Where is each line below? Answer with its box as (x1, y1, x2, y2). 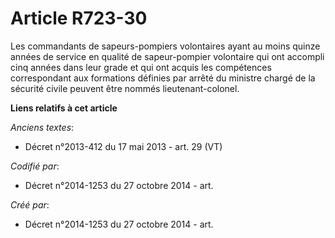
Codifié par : (10, 160, 60, 172)
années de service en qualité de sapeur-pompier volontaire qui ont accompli (10, 50, 325, 62)
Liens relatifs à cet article (10, 102, 118, 114)
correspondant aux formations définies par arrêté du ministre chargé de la (10, 72, 316, 84)
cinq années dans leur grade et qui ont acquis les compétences (10, 61, 272, 73)
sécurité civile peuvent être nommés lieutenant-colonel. (10, 82, 240, 94)
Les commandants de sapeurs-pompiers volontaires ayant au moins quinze (10, 40, 321, 52)
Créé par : (10, 198, 50, 211)
